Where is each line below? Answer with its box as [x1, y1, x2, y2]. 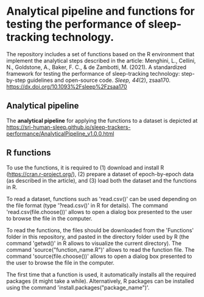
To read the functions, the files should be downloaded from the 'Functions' [6, 226, 194, 233]
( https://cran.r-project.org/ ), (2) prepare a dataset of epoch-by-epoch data [6, 170, 194, 178]
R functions [6, 148, 51, 158]
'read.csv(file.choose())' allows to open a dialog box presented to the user [6, 208, 192, 215]
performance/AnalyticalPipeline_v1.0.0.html [6, 130, 114, 137]
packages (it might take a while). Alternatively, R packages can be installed [6, 277, 194, 285]
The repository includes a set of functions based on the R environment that [6, 50, 195, 57]
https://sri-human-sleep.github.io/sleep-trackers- [6, 123, 131, 131]
